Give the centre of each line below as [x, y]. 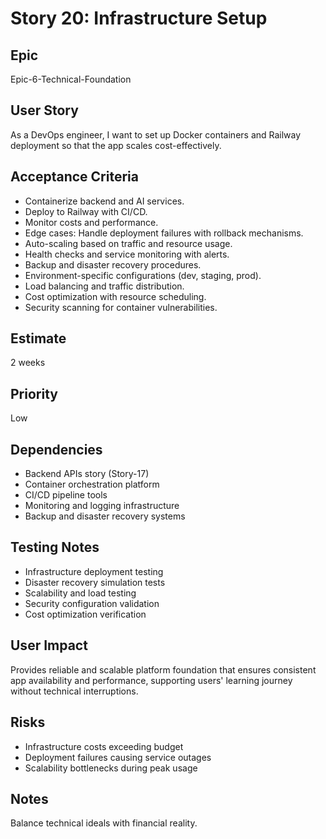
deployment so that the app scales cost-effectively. [116, 145]
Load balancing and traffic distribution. [104, 286]
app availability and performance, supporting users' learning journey [151, 680]
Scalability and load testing [80, 593]
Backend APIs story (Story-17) [87, 474]
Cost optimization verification [85, 614]
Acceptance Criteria [74, 177]
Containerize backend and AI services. [104, 201]
